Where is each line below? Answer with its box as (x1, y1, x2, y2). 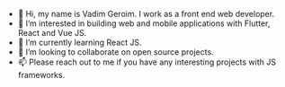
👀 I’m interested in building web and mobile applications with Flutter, (17, 18, 271, 29)
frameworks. (17, 70, 66, 80)
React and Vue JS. (17, 28, 87, 38)
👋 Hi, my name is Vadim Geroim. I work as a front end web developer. (17, 9, 275, 19)
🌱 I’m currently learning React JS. (17, 37, 142, 48)
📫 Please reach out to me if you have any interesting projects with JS (17, 57, 277, 67)
